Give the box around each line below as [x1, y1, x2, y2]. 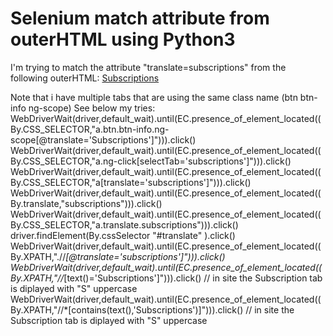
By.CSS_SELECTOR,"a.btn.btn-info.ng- [10, 123, 170, 135]
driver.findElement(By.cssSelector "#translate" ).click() [10, 229, 236, 241]
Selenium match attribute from [10, 7, 270, 30]
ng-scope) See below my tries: [28, 102, 156, 114]
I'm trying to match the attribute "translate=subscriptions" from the [10, 61, 287, 73]
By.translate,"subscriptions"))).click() [10, 197, 163, 209]
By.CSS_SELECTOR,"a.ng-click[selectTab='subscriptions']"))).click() [10, 155, 292, 167]
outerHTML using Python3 [10, 28, 236, 51]
